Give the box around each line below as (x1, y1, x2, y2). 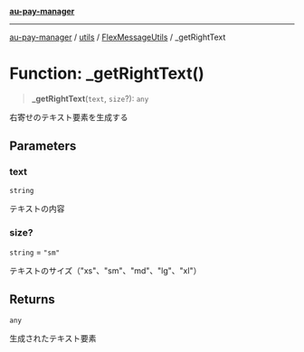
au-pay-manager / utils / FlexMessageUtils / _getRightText (9, 32, 226, 42)
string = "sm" (9, 246, 61, 257)
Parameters (9, 138, 77, 154)
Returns (9, 292, 56, 308)
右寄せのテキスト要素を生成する (9, 111, 128, 123)
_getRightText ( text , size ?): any (31, 93, 149, 104)
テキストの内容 (9, 203, 65, 214)
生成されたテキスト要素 (9, 332, 97, 344)
